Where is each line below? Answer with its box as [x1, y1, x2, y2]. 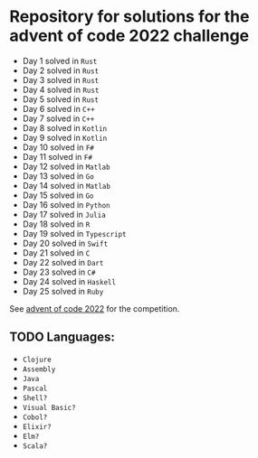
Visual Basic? [22, 403, 76, 412]
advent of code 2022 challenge [9, 25, 250, 46]
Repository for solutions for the [9, 6, 250, 27]
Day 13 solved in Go [22, 170, 95, 182]
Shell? [22, 393, 48, 403]
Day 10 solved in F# [22, 142, 95, 153]
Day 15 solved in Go [22, 190, 94, 201]
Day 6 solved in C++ [22, 103, 95, 114]
